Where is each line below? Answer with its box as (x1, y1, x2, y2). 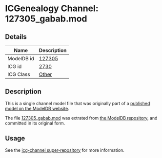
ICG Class (7, 71, 30, 78)
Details (5, 33, 27, 41)
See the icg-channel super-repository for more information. (5, 147, 124, 153)
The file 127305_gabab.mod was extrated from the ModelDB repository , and (5, 115, 158, 121)
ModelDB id (7, 55, 35, 62)
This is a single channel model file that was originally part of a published (5, 100, 150, 106)
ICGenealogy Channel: (5, 3, 99, 14)
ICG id (7, 63, 22, 70)
